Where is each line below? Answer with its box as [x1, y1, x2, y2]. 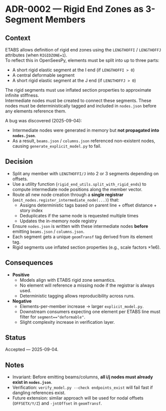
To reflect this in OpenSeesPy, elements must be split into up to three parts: [5, 57, 160, 63]
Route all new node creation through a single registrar [12, 192, 124, 198]
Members [45, 14, 86, 25]
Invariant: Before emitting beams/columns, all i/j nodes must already [12, 374, 154, 380]
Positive [12, 271, 30, 278]
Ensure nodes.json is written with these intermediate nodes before [12, 223, 149, 229]
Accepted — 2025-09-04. [5, 347, 58, 353]
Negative [12, 298, 32, 304]
